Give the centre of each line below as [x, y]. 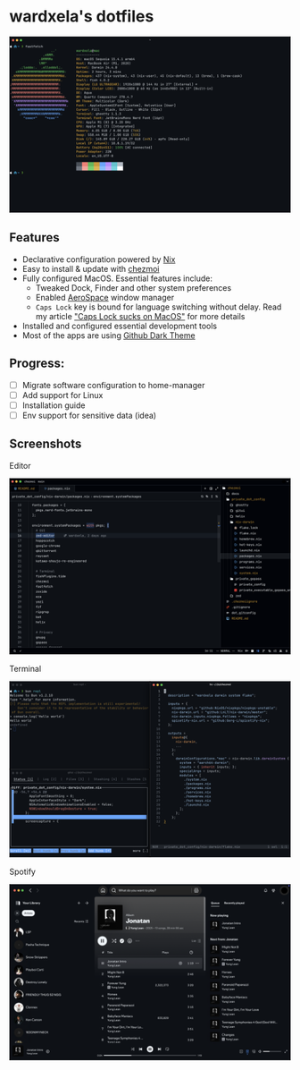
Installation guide [54, 405]
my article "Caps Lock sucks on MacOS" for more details [140, 316]
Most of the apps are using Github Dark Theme [108, 335]
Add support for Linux [62, 395]
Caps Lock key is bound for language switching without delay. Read [158, 307]
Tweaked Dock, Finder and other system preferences [133, 287]
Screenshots [46, 444]
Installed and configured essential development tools [119, 326]
